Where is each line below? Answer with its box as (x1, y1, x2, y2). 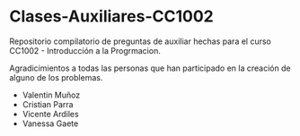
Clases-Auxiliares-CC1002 (9, 6, 214, 27)
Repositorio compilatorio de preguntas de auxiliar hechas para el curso (9, 36, 271, 47)
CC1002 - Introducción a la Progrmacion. (9, 45, 162, 55)
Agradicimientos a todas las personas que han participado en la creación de (9, 63, 291, 73)
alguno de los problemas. (9, 72, 103, 82)
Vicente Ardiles (22, 108, 79, 119)
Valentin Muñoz (22, 89, 81, 100)
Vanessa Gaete (22, 118, 79, 129)
